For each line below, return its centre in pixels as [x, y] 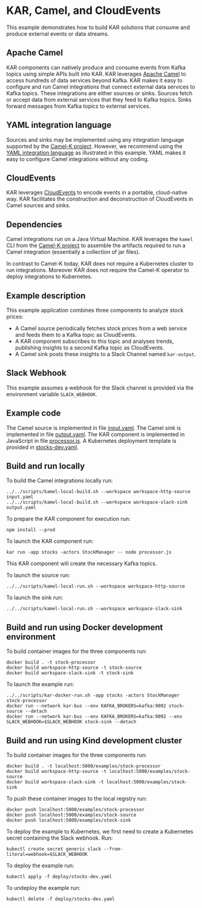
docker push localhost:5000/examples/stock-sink [69, 820]
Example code [34, 413]
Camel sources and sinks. [38, 205]
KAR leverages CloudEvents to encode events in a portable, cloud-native [97, 193]
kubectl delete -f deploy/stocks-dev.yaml [60, 899]
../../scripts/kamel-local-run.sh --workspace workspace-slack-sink [94, 609]
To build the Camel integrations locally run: [60, 481]
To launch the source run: [38, 575]
